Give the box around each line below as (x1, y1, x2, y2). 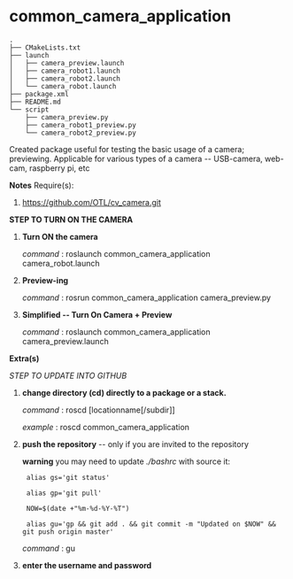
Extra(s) (9, 352, 40, 364)
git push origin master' (21, 527, 114, 537)
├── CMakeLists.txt (9, 42, 81, 52)
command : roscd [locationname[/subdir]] (21, 405, 175, 415)
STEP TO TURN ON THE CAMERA (9, 214, 134, 225)
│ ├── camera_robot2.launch (9, 73, 121, 83)
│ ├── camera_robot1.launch (9, 66, 121, 75)
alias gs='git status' (26, 473, 111, 482)
